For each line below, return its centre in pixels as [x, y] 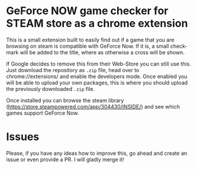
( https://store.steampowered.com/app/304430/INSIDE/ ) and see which [93, 106]
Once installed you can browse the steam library [65, 100]
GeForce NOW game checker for [87, 11]
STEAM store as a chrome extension [97, 23]
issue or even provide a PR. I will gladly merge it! [65, 159]
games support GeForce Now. [43, 113]
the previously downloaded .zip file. [51, 89]
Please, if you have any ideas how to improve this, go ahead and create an [97, 153]
